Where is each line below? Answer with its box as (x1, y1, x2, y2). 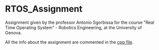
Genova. (5, 30, 22, 35)
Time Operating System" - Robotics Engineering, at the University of (5, 24, 142, 30)
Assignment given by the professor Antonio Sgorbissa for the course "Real (5, 19, 155, 25)
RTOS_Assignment (5, 3, 83, 15)
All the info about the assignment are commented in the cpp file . (5, 39, 134, 45)
